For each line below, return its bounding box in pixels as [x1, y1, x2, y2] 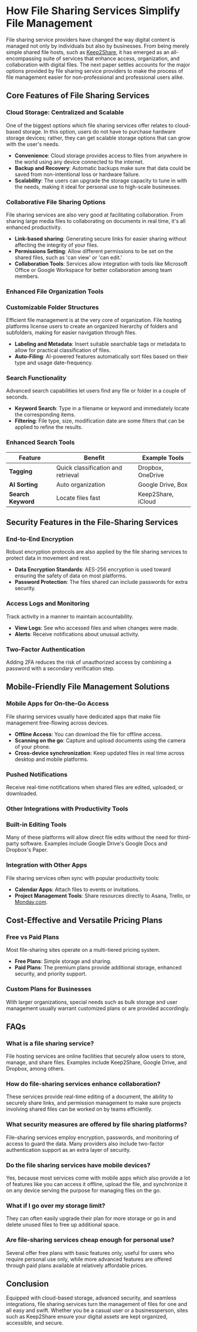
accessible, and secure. [6, 1320, 63, 1327]
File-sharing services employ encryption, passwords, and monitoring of [6, 1134, 179, 1141]
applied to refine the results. [14, 424, 83, 431]
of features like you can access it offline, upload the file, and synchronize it [6, 1181, 188, 1188]
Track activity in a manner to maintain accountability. [6, 613, 134, 620]
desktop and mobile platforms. [14, 755, 89, 763]
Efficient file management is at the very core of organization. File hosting [6, 317, 182, 324]
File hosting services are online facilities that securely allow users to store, [6, 1052, 186, 1060]
